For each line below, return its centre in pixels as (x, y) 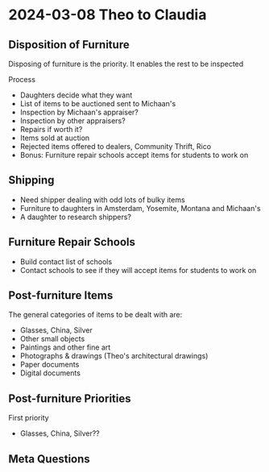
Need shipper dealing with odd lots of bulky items (102, 200)
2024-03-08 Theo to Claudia (108, 15)
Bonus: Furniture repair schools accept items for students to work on (134, 155)
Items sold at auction (55, 138)
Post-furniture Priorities (70, 398)
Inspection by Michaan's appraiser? (79, 112)
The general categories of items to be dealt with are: (95, 315)
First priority (29, 418)
